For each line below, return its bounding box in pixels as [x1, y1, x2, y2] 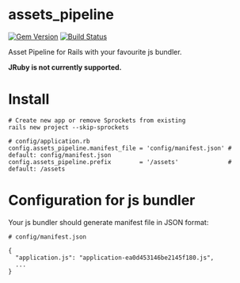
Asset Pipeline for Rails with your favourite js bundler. [8, 47, 182, 56]
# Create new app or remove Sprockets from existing [8, 117, 186, 124]
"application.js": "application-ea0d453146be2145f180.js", [15, 254, 215, 262]
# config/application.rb [8, 137, 90, 145]
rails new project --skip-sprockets [8, 123, 129, 132]
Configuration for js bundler [8, 192, 196, 209]
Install [8, 90, 50, 109]
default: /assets [8, 165, 66, 173]
